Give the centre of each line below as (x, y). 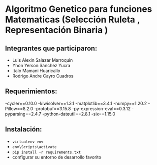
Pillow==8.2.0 (19, 108)
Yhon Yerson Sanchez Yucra (41, 65)
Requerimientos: (31, 92)
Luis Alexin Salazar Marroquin (42, 60)
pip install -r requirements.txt (47, 152)
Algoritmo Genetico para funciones (79, 9)
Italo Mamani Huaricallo (36, 71)
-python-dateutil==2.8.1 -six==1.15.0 (79, 114)
